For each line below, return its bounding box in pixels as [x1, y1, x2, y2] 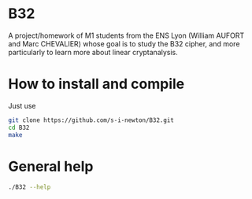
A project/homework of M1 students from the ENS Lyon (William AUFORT [8, 31, 245, 40]
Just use [8, 101, 37, 110]
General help [8, 157, 94, 175]
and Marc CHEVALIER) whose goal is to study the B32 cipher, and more [8, 39, 240, 48]
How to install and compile [8, 76, 185, 93]
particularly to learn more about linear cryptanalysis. [8, 47, 179, 57]
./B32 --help [8, 183, 51, 191]
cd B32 [8, 123, 30, 131]
